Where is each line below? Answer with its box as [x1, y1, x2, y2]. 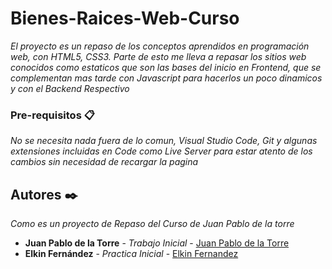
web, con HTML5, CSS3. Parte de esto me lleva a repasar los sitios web [10, 50, 307, 62]
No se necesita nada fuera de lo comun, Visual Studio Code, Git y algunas [10, 135, 318, 147]
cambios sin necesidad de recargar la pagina [10, 156, 199, 168]
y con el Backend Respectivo [10, 82, 130, 94]
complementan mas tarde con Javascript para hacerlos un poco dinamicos [10, 72, 323, 84]
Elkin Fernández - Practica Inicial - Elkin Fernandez [24, 248, 239, 260]
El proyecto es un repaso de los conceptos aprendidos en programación [10, 40, 310, 52]
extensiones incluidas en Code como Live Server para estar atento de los [10, 145, 313, 157]
